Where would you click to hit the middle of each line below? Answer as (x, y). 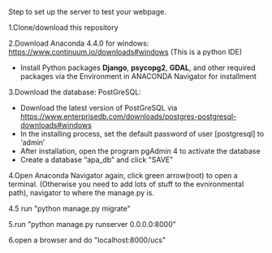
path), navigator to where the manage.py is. (81, 193)
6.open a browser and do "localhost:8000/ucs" (87, 240)
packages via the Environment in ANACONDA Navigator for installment (138, 76)
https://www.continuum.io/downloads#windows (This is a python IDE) (125, 52)
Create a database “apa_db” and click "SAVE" (97, 159)
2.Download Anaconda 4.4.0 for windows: (79, 43)
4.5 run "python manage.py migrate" (70, 208)
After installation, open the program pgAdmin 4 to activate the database (140, 151)
